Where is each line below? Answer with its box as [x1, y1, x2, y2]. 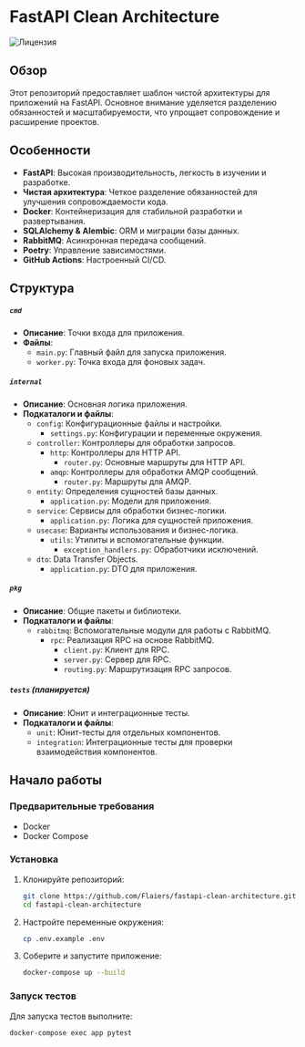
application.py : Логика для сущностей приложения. [49, 514, 254, 525]
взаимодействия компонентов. [36, 746, 158, 757]
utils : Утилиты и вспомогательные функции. [49, 534, 225, 544]
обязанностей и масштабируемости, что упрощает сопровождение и [9, 107, 280, 118]
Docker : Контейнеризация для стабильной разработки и [22, 205, 243, 216]
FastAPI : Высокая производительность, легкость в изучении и [22, 167, 267, 178]
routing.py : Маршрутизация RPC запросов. [63, 663, 232, 674]
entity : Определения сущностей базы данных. [36, 485, 219, 496]
